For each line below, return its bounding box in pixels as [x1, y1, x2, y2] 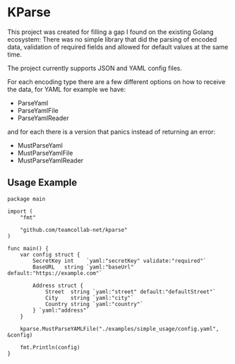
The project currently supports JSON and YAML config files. [7, 64, 182, 72]
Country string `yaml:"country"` [44, 300, 143, 307]
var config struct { [20, 251, 80, 258]
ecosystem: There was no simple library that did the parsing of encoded [7, 35, 217, 43]
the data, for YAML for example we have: [7, 85, 126, 93]
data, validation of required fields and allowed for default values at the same [7, 42, 229, 51]
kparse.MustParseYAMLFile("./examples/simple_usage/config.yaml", [20, 325, 219, 332]
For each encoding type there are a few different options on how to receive [7, 77, 226, 86]
